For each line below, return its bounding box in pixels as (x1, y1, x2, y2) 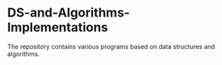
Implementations (7, 19, 109, 35)
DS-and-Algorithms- (7, 5, 130, 21)
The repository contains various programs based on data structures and (7, 42, 216, 50)
